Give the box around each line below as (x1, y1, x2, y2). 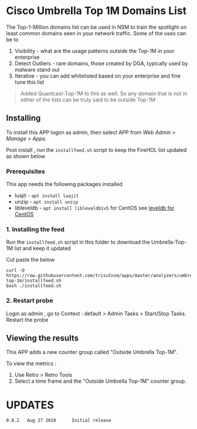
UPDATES (6, 398, 55, 411)
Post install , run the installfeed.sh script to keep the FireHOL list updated (6, 146, 187, 153)
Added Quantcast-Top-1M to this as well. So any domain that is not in (20, 90, 188, 97)
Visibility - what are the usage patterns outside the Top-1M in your (14, 47, 175, 54)
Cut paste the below (6, 256, 55, 264)
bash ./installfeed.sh (6, 283, 62, 289)
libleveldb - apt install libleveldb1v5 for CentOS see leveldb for (14, 204, 175, 212)
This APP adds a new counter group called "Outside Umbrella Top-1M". (6, 349, 178, 356)
